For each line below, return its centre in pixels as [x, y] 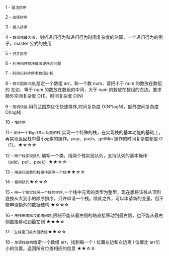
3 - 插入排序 [16, 27]
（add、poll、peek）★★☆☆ [36, 162]
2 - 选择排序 [16, 17]
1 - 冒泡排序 [16, 7]
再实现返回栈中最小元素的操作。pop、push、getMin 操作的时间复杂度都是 [82, 139]
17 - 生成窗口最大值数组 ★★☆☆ [36, 232]
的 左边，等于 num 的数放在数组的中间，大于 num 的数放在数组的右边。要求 [83, 90]
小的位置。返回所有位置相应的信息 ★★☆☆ [50, 248]
